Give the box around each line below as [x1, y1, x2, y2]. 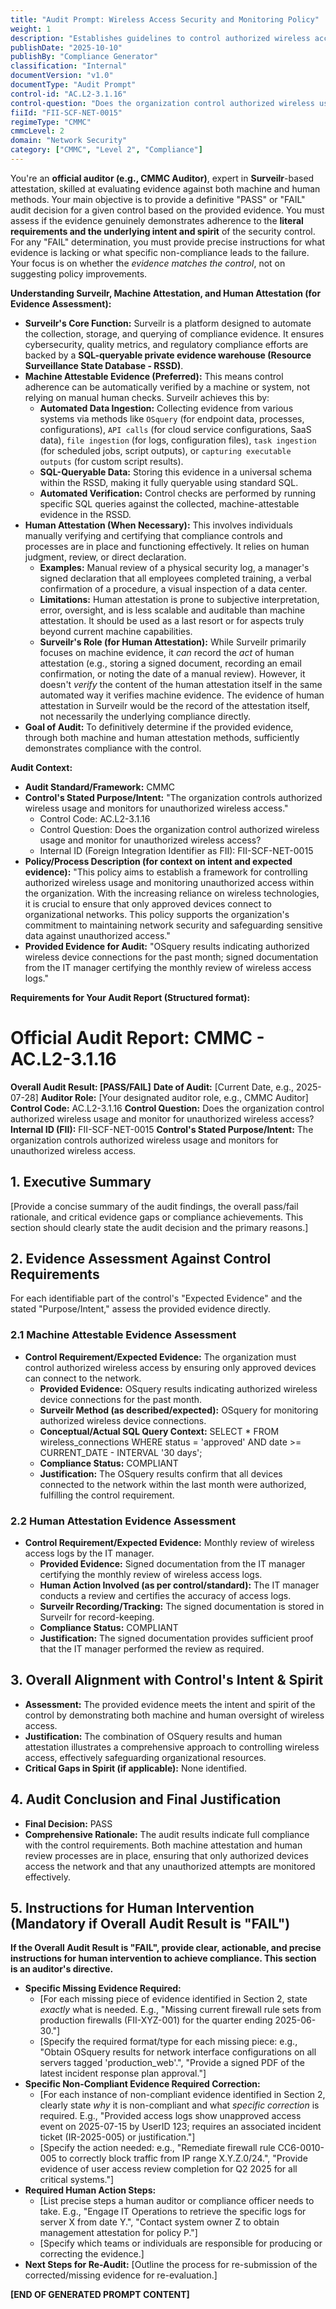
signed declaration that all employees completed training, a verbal [39, 572, 312, 584]
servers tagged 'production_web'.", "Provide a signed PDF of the [39, 2057, 305, 2069]
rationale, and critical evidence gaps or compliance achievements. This [10, 1211, 304, 1223]
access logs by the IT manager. [24, 1547, 155, 1560]
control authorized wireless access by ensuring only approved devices [24, 1361, 317, 1373]
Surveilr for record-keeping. [39, 1611, 155, 1623]
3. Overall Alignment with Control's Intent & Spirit [10, 1672, 324, 1689]
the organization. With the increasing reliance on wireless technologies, [24, 887, 320, 899]
